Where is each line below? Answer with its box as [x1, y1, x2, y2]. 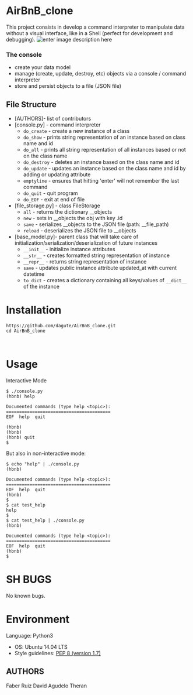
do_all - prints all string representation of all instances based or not [23, 146, 187, 153]
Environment [6, 613, 70, 626]
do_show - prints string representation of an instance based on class [23, 133, 185, 141]
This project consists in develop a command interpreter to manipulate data [6, 23, 185, 30]
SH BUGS [6, 573, 52, 586]
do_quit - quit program [23, 190, 78, 197]
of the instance [23, 283, 60, 290]
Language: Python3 [6, 632, 54, 639]
